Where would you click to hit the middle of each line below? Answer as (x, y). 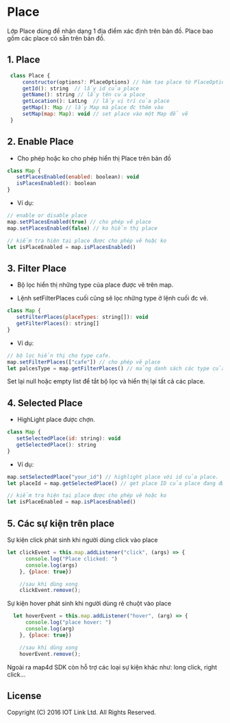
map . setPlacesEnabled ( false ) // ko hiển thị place (82, 228)
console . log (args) (51, 565)
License (24, 696)
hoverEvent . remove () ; (50, 654)
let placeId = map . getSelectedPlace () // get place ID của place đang (111, 483)
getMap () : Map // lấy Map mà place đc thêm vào (93, 108)
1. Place (24, 60)
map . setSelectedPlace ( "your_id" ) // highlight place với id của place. (113, 477)
